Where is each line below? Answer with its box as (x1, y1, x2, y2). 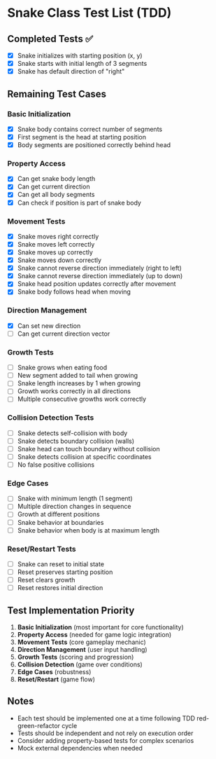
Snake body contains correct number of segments (17, 125, 163, 133)
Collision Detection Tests (7, 413, 94, 423)
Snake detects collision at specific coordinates (17, 452, 152, 460)
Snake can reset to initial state (17, 559, 105, 568)
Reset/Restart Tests (7, 544, 76, 554)
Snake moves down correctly (17, 256, 102, 264)
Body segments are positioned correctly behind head (17, 141, 171, 149)
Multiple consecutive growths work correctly (17, 395, 147, 404)
